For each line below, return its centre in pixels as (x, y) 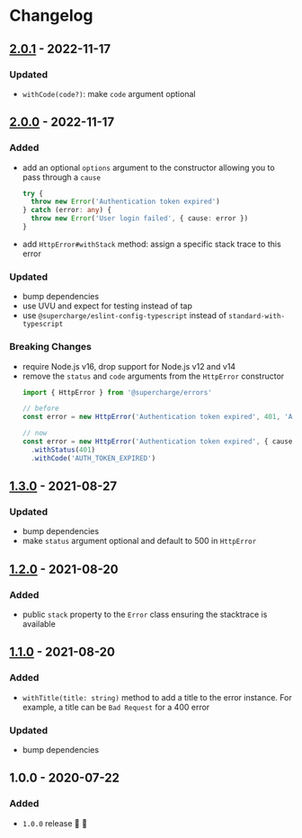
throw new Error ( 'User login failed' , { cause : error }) (140, 218)
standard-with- (257, 316)
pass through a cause (62, 177)
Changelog (51, 16)
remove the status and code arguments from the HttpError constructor (153, 376)
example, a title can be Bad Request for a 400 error (116, 707)
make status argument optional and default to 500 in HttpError (139, 541)
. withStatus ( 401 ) (63, 450)
